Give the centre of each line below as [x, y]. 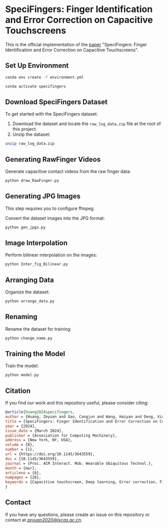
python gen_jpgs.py [25, 227]
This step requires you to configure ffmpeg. [50, 208]
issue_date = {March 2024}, [34, 431]
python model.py [22, 375]
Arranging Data [29, 280]
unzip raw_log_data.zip [30, 144]
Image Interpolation [36, 243]
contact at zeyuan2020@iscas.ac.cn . [44, 520]
